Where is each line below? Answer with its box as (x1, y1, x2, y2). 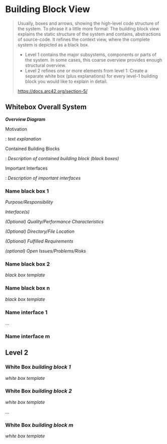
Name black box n (5, 284, 50, 291)
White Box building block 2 (5, 387, 72, 394)
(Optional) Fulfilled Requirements (5, 238, 74, 244)
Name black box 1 (5, 187, 49, 194)
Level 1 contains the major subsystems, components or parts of (25, 52, 157, 58)
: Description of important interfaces (5, 175, 81, 181)
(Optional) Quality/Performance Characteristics (5, 219, 104, 225)
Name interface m (5, 332, 50, 339)
